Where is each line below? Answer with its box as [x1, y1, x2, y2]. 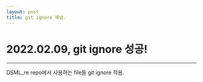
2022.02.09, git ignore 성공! [6, 42, 148, 56]
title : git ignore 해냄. [6, 14, 66, 20]
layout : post [6, 8, 39, 15]
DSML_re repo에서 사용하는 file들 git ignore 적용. [6, 69, 124, 76]
